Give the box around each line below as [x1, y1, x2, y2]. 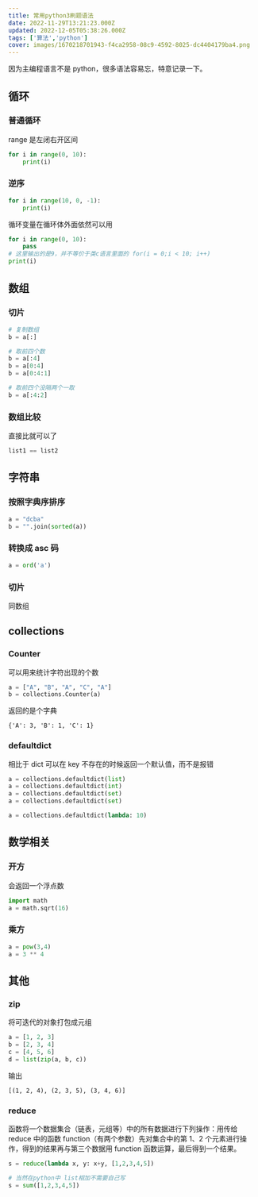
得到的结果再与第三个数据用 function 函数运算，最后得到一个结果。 [21, 1144, 241, 1153]
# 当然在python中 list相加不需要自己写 [8, 1174, 125, 1182]
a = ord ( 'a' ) [8, 561, 52, 569]
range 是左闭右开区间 [8, 134, 79, 144]
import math [8, 896, 48, 905]
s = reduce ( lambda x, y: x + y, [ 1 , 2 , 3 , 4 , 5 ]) [8, 1160, 155, 1168]
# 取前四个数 [8, 347, 45, 356]
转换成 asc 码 [8, 543, 60, 554]
